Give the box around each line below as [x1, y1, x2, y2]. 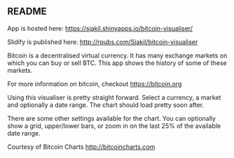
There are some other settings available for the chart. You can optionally [7, 114, 216, 122]
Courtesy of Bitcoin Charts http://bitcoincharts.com [7, 143, 156, 151]
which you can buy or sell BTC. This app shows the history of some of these [7, 59, 227, 67]
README [7, 6, 47, 17]
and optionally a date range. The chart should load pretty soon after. [7, 101, 205, 109]
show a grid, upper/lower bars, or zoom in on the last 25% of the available [7, 122, 221, 130]
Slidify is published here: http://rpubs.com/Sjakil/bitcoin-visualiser [7, 38, 198, 46]
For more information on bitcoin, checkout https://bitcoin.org [7, 80, 182, 88]
